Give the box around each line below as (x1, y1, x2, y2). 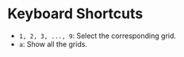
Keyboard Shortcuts (7, 5, 144, 23)
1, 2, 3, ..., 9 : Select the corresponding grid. (18, 31, 176, 40)
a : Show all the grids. (18, 39, 88, 48)
